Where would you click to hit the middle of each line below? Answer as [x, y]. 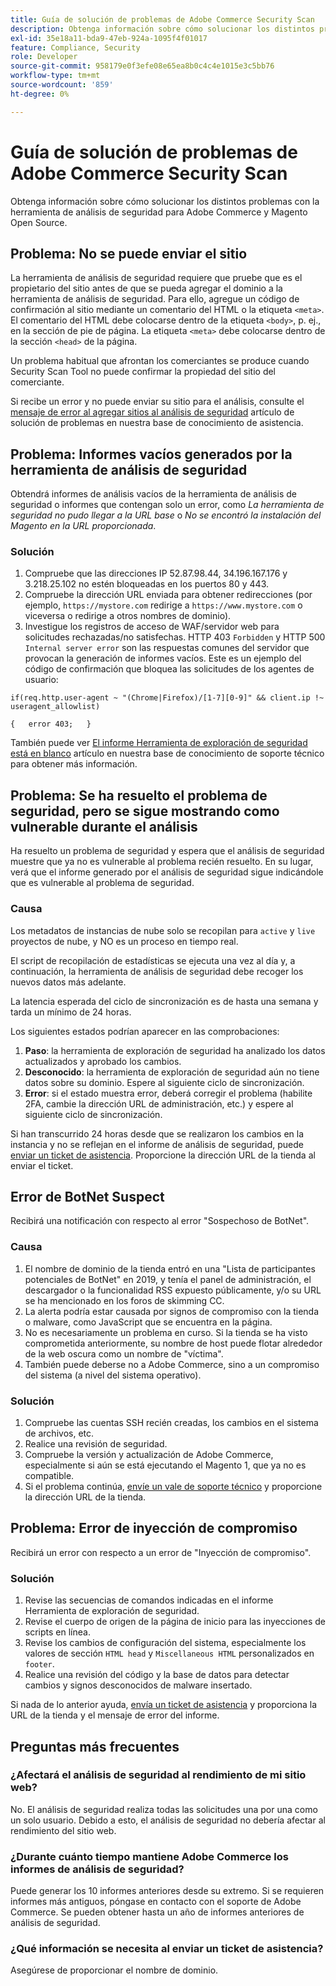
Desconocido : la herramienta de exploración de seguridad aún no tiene [172, 1072]
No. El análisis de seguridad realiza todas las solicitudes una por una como [164, 1809]
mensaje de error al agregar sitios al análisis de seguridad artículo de [152, 412]
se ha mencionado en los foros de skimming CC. [124, 1300]
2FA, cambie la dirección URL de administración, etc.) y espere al [159, 1103]
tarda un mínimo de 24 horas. [71, 1012]
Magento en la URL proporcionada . [83, 526]
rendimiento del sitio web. [63, 1830]
